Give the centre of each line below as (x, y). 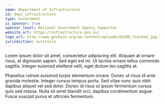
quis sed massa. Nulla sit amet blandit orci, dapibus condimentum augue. (79, 91)
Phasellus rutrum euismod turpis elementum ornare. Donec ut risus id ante (80, 75)
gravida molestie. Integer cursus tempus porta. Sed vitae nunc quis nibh (78, 80)
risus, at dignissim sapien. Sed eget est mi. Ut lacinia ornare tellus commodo (82, 61)
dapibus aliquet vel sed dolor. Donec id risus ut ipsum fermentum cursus (78, 86)
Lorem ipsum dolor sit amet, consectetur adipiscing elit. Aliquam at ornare (80, 55)
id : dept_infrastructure (30, 14)
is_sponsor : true (23, 23)
